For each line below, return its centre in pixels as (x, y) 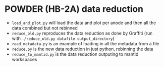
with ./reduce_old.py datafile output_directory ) (63, 38)
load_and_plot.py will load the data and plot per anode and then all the (84, 23)
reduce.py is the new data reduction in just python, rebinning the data (82, 49)
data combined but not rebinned (45, 28)
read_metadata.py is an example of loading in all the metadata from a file (85, 43)
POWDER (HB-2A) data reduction (74, 9)
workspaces (25, 59)
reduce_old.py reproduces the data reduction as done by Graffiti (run (82, 33)
